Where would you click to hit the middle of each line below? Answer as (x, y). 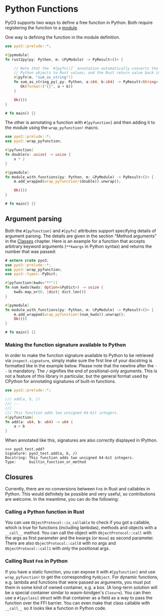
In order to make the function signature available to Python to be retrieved (79, 356)
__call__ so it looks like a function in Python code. (56, 608)
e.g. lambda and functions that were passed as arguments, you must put (78, 582)
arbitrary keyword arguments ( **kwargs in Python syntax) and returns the (79, 246)
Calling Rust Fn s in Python (36, 561)
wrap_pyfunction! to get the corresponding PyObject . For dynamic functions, (82, 577)
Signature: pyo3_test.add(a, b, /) (41, 454)
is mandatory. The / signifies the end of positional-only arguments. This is (83, 371)
